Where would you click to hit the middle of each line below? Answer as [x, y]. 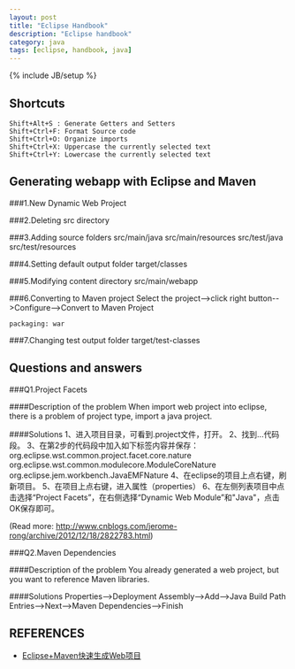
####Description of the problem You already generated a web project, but [144, 569]
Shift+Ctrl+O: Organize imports [68, 139]
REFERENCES [47, 633]
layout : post [33, 17]
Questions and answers [76, 368]
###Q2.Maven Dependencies [63, 552]
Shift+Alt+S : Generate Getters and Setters [92, 123]
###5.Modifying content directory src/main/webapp [104, 281]
